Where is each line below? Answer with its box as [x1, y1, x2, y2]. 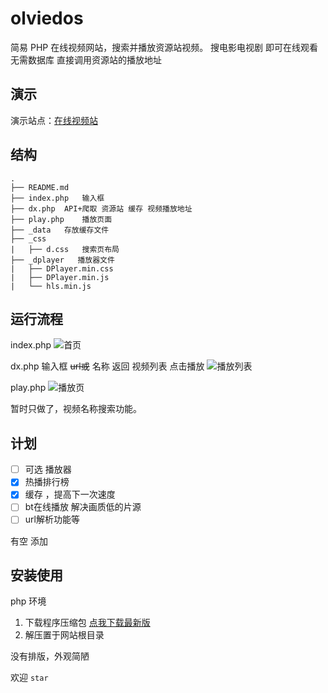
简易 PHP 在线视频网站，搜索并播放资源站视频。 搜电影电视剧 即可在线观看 [10, 41, 319, 53]
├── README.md [10, 182, 70, 192]
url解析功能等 [24, 513, 80, 526]
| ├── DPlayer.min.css [10, 263, 114, 274]
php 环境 [10, 595, 47, 607]
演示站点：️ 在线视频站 [10, 114, 98, 126]
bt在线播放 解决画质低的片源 [24, 501, 142, 513]
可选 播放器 [24, 463, 72, 476]
